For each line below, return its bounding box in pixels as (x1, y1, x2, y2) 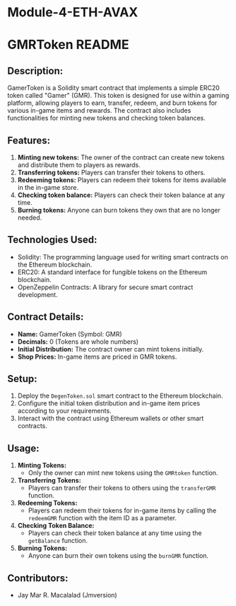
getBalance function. (28, 537, 88, 545)
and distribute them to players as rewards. (17, 161, 141, 169)
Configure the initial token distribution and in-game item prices (17, 399, 200, 408)
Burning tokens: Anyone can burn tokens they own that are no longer (17, 206, 220, 214)
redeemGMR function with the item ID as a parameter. (28, 514, 177, 522)
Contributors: (7, 572, 69, 584)
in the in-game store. (17, 184, 79, 191)
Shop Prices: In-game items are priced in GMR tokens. (17, 352, 177, 361)
